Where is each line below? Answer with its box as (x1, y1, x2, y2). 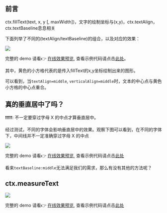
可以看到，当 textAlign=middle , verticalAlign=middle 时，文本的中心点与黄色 (5, 78, 162, 84)
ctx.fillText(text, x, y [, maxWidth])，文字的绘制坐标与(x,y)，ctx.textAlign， (5, 19, 158, 25)
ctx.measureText (5, 179, 59, 188)
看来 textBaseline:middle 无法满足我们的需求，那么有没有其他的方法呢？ (5, 164, 153, 170)
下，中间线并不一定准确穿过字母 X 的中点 (5, 133, 89, 139)
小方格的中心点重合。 (5, 84, 49, 90)
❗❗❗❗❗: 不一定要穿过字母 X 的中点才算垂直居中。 (5, 114, 99, 120)
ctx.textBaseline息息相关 (5, 25, 56, 31)
